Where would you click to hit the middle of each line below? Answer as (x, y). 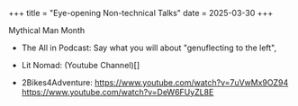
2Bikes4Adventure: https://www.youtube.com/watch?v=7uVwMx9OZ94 (155, 83)
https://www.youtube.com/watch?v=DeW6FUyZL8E (117, 92)
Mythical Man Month (47, 30)
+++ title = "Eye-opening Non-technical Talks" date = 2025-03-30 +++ (141, 13)
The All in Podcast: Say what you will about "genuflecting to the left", (149, 48)
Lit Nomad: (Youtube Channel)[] (81, 65)
